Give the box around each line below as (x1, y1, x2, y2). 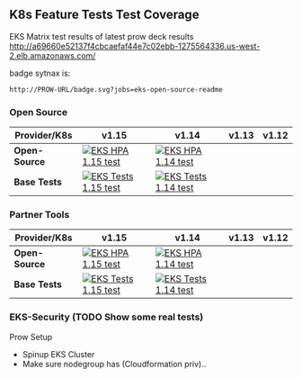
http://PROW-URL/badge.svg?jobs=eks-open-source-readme (9, 85, 223, 94)
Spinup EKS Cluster (22, 348, 95, 359)
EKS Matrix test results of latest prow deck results (9, 31, 194, 41)
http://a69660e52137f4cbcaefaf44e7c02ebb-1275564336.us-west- (9, 40, 261, 51)
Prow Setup (9, 331, 53, 342)
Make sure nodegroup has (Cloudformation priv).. (22, 358, 207, 369)
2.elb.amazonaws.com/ (9, 49, 96, 61)
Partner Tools (9, 209, 70, 221)
